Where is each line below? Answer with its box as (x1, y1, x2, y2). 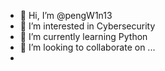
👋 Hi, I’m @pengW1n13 (19, 10, 113, 21)
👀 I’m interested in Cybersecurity (19, 20, 156, 32)
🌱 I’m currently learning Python (19, 31, 148, 42)
